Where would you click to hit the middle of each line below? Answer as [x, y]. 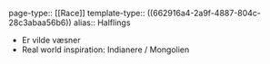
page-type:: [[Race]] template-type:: [77, 13]
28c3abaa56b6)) [40, 23]
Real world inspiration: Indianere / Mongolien [105, 50]
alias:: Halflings [102, 23]
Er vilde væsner [51, 40]
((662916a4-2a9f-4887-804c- [204, 13]
